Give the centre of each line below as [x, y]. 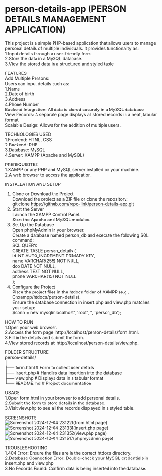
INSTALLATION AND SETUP [33, 184]
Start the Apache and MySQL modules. [51, 220]
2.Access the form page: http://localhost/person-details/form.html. [72, 332]
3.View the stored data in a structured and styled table [60, 64]
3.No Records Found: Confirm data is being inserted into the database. [76, 468]
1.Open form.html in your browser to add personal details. [63, 398]
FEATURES [16, 73]
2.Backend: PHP [21, 145]
